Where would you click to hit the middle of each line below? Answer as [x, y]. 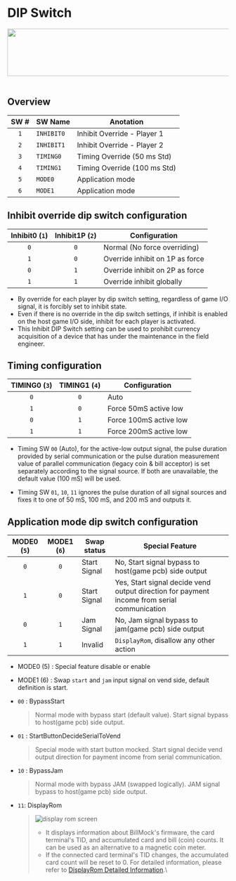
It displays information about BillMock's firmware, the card [130, 833]
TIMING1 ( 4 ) [80, 386]
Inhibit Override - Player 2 [120, 145]
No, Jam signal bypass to [156, 620]
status [95, 551]
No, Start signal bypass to [157, 562]
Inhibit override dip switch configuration [97, 216]
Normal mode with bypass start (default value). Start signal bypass [131, 715]
